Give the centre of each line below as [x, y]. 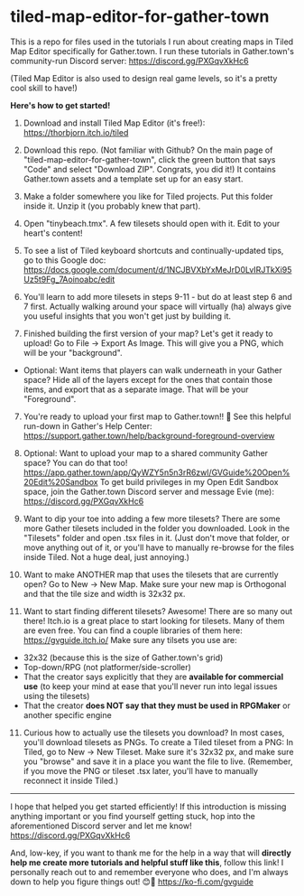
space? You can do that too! [75, 462]
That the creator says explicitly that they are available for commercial [153, 677]
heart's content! [53, 233]
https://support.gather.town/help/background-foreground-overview [149, 435]
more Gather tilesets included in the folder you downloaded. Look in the [157, 528]
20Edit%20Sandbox [60, 481]
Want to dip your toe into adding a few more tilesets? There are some [152, 518]
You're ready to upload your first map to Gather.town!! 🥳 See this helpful [157, 416]
